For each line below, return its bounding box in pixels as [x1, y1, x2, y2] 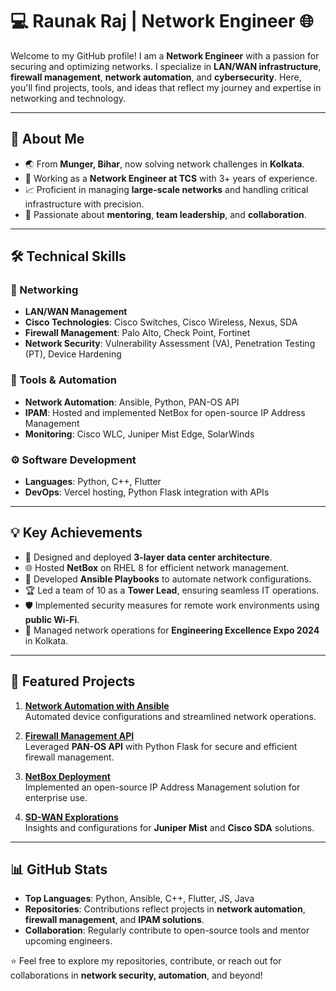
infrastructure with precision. [24, 198, 145, 210]
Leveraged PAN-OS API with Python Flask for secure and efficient [24, 740, 298, 752]
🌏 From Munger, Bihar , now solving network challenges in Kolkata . [24, 158, 305, 170]
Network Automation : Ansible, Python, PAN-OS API [24, 396, 240, 408]
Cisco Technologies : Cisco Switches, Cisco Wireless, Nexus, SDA [24, 316, 298, 328]
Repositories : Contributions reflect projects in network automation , [24, 903, 306, 915]
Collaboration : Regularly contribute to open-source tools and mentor [24, 924, 310, 937]
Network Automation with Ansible [24, 699, 170, 712]
